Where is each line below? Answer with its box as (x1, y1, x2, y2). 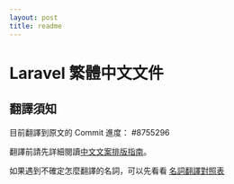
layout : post (9, 13, 58, 22)
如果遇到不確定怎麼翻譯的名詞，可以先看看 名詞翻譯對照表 (9, 165, 225, 176)
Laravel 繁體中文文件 (9, 63, 165, 83)
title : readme (9, 22, 63, 31)
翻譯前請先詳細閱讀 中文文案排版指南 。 (9, 145, 151, 157)
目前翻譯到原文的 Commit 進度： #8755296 (9, 127, 170, 137)
